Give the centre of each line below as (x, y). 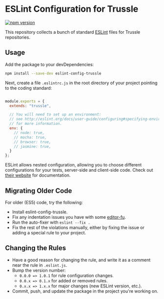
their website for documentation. (38, 175)
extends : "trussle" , (30, 106)
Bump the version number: (39, 270)
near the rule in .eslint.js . (40, 265)
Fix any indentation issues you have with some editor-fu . (69, 217)
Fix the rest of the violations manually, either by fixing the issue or (78, 227)
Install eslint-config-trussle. (40, 212)
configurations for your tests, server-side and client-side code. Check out (79, 170)
